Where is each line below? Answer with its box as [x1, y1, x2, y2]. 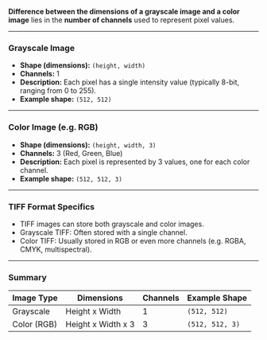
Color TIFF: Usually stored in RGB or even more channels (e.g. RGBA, [19, 236, 246, 245]
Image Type [12, 292, 58, 303]
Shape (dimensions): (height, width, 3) [19, 139, 157, 150]
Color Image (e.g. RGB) [8, 122, 99, 133]
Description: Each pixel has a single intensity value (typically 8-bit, [19, 77, 240, 87]
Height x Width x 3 [65, 319, 135, 330]
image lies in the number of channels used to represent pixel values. [8, 15, 235, 25]
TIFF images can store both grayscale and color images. [19, 219, 204, 229]
